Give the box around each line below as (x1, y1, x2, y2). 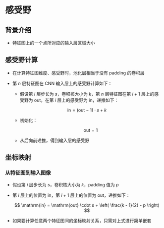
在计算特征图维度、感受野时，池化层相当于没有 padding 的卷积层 (12, 70, 145, 76)
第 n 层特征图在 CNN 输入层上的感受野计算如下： (12, 80, 112, 86)
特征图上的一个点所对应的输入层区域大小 (12, 40, 95, 46)
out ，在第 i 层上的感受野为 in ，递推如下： (34, 97, 119, 103)
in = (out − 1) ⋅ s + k (67, 107, 107, 113)
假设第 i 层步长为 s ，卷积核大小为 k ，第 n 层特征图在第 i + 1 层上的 (19, 91, 155, 97)
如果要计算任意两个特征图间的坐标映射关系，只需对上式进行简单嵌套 (12, 218, 152, 224)
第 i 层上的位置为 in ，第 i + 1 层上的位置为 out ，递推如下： (12, 192, 130, 198)
